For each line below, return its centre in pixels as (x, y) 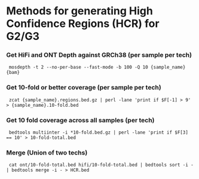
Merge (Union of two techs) (47, 152)
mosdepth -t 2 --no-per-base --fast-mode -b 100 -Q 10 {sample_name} (97, 67)
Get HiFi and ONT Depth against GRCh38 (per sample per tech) (99, 55)
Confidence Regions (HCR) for (83, 24)
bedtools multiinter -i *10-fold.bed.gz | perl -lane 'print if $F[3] (98, 132)
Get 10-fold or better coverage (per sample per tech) (84, 88)
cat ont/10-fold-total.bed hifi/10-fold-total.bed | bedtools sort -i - (101, 165)
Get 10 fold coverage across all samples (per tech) (80, 120)
